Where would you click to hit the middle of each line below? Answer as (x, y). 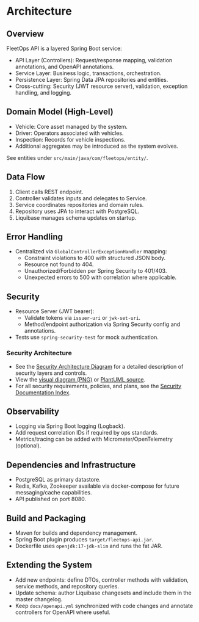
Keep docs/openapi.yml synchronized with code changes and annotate (104, 606)
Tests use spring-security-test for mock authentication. (87, 338)
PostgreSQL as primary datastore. (58, 480)
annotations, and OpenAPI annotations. (64, 67)
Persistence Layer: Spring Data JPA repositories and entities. (92, 80)
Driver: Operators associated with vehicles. (69, 133)
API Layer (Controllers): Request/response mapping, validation (94, 60)
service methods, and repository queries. (67, 586)
